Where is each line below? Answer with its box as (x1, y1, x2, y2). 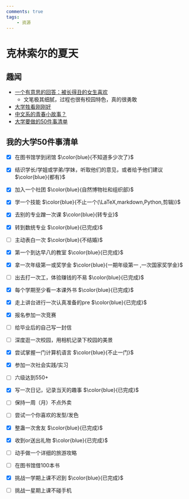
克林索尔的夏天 (6, 46, 79, 60)
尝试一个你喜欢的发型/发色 (14, 411, 79, 418)
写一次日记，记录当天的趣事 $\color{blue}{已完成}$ (14, 387, 140, 394)
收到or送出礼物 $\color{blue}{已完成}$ (14, 437, 108, 444)
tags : (6, 14, 19, 20)
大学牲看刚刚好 (14, 104, 51, 111)
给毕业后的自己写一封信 (14, 324, 72, 331)
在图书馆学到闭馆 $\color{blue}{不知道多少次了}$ (14, 154, 134, 161)
